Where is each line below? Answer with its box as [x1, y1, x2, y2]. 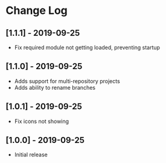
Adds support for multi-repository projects [14, 77, 120, 85]
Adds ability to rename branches [14, 84, 96, 91]
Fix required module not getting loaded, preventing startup [14, 44, 161, 51]
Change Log [5, 4, 68, 18]
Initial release [14, 151, 48, 158]
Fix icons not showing [14, 118, 69, 125]
